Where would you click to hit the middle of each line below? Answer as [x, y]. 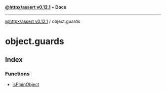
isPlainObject [26, 84]
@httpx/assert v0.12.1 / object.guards [43, 21]
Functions [17, 74]
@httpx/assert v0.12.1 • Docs [36, 7]
